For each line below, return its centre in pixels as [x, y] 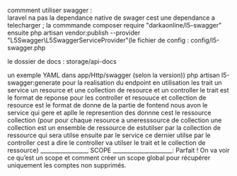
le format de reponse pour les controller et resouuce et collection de [107, 98]
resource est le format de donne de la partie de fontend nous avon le [108, 105]
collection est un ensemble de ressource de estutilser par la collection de [114, 128]
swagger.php [27, 48]
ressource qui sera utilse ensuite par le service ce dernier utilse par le [109, 135]
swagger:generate [34, 83]
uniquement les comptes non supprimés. [67, 165]
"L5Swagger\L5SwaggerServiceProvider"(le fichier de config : [98, 40]
